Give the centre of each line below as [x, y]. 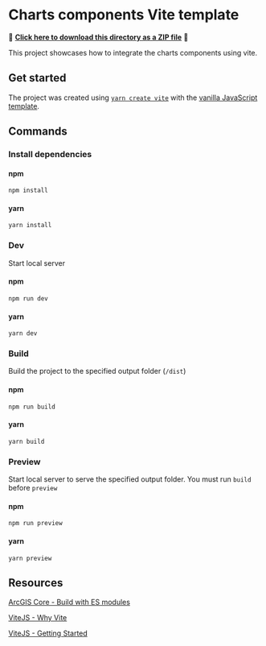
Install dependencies [50, 155]
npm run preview [35, 524]
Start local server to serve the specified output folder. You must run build [130, 479]
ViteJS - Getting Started [48, 633]
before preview [33, 488]
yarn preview [30, 558]
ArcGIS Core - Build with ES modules [70, 603]
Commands [38, 132]
